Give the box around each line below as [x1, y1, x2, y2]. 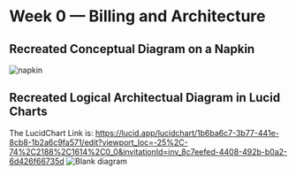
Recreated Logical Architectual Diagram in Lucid [9, 90, 281, 105]
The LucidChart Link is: [9, 127, 94, 138]
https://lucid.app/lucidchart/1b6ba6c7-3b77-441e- [95, 127, 280, 138]
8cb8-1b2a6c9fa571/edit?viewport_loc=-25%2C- [9, 137, 188, 148]
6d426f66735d [9, 156, 65, 166]
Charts [9, 104, 49, 119]
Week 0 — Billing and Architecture [9, 6, 266, 27]
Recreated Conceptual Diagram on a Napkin [9, 42, 255, 57]
